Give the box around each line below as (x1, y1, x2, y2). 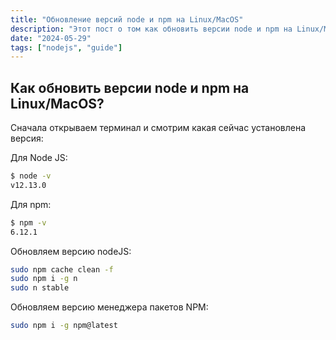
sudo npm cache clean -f (10, 264, 114, 275)
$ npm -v (10, 217, 47, 228)
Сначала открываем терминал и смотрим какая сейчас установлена (10, 122, 306, 134)
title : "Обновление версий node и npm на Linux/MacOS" (10, 14, 244, 25)
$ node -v (10, 171, 52, 181)
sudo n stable (10, 283, 70, 293)
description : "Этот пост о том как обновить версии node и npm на (10, 24, 293, 34)
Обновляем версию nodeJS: (10, 245, 132, 257)
